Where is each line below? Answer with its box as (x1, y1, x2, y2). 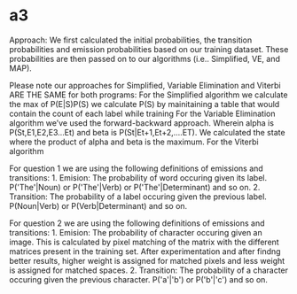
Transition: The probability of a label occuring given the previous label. (9, 191, 268, 202)
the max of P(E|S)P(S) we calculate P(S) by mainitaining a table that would (9, 98, 280, 109)
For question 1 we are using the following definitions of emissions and (9, 163, 263, 174)
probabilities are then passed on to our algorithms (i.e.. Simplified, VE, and (9, 53, 281, 64)
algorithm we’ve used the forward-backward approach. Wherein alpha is (9, 117, 275, 128)
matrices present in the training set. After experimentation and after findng (9, 245, 281, 257)
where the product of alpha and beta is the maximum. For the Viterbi (9, 136, 259, 147)
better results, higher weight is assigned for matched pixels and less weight (9, 255, 285, 266)
